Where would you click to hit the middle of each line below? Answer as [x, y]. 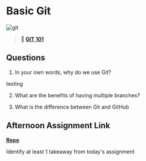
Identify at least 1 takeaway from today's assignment [70, 151]
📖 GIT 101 [32, 39]
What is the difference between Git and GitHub [72, 107]
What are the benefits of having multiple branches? [77, 95]
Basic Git [29, 11]
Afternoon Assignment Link [58, 126]
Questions [26, 58]
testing [15, 83]
